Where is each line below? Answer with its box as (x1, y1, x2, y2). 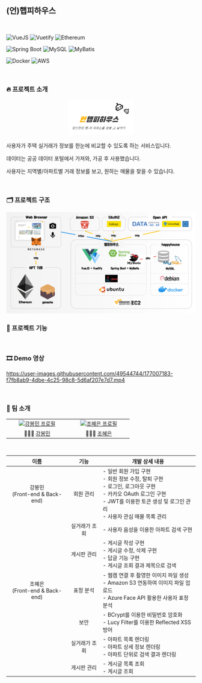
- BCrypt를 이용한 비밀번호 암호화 (102, 611, 183, 618)
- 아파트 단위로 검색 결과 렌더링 (102, 650, 177, 658)
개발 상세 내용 (132, 458, 164, 465)
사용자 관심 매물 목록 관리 (107, 512, 167, 520)
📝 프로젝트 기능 (6, 324, 47, 332)
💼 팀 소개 (6, 404, 31, 413)
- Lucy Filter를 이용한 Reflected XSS (102, 618, 191, 626)
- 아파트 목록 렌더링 (102, 635, 150, 643)
